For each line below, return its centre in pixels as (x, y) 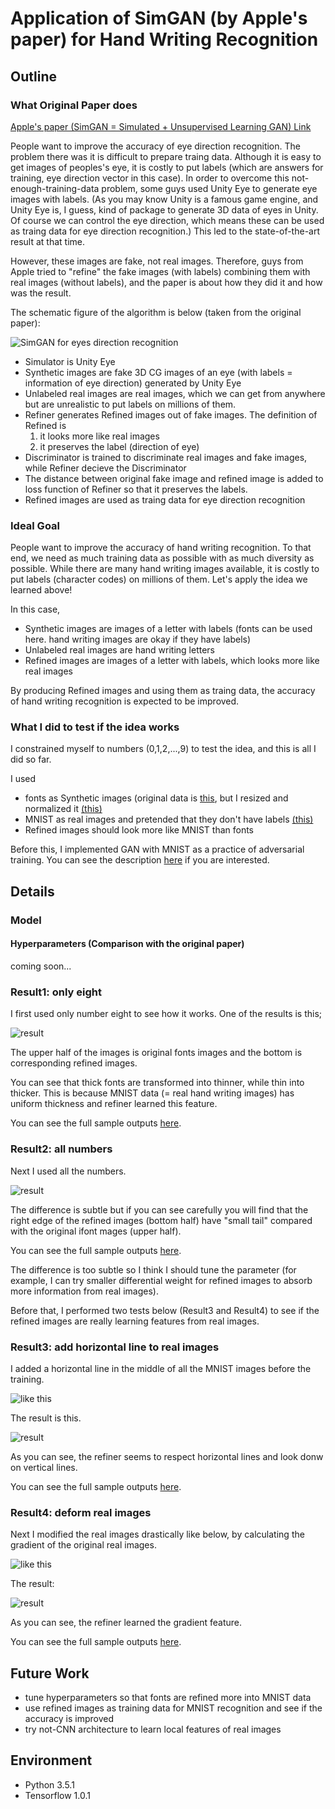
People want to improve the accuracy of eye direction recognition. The (155, 146)
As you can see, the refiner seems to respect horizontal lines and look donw (167, 1456)
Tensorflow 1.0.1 (57, 1795)
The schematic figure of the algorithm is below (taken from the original (156, 312)
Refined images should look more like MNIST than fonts (139, 830)
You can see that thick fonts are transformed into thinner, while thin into (157, 1083)
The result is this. (46, 1418)
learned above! (41, 590)
